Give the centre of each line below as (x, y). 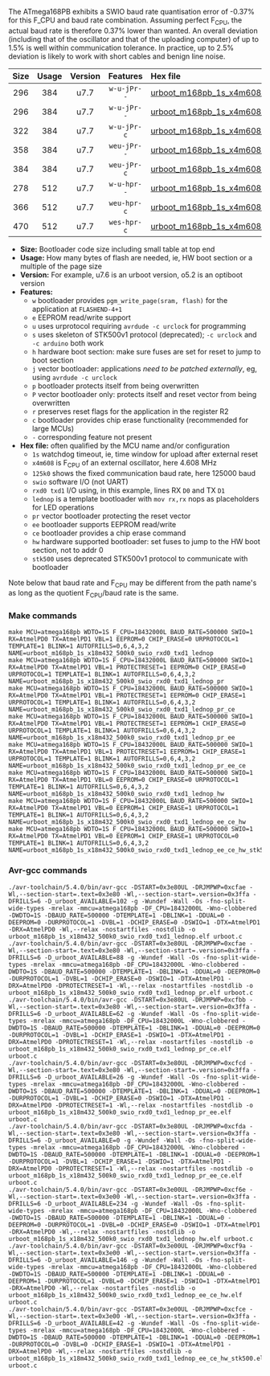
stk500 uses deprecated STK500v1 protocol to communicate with (140, 559)
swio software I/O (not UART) (80, 481)
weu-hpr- (125, 203)
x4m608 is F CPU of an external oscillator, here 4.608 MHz (124, 463)
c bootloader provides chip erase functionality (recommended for (140, 420)
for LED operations (63, 507)
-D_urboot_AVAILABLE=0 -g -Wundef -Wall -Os (120, 1141)
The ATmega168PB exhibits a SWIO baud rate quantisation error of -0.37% (131, 12)
